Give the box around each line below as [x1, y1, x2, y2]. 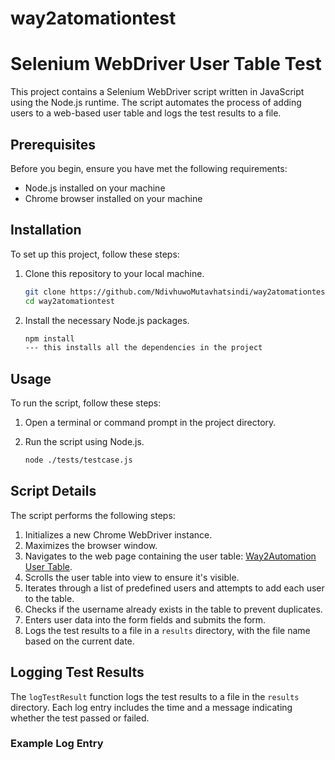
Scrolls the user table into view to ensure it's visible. [24, 571, 240, 583]
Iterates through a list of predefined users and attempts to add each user [24, 582, 325, 594]
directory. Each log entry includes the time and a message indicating [10, 701, 293, 713]
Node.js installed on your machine [24, 182, 166, 194]
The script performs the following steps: [10, 509, 176, 521]
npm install [24, 333, 75, 344]
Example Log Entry [10, 737, 104, 751]
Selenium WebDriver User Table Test [10, 53, 322, 76]
